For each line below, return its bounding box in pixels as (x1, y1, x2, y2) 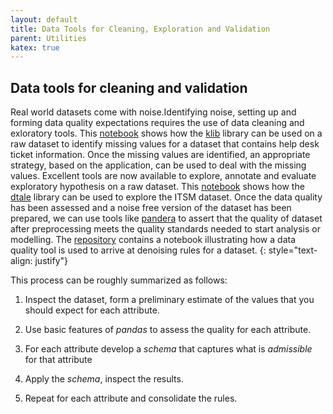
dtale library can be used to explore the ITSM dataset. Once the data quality (10, 191, 323, 203)
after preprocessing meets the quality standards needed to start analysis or (10, 223, 321, 235)
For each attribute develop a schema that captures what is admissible (24, 343, 313, 355)
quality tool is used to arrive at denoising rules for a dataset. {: (10, 244, 267, 256)
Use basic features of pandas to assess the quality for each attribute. (24, 324, 312, 336)
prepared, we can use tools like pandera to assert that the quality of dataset (10, 212, 323, 225)
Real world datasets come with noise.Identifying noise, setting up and (10, 106, 297, 118)
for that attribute (24, 354, 93, 366)
